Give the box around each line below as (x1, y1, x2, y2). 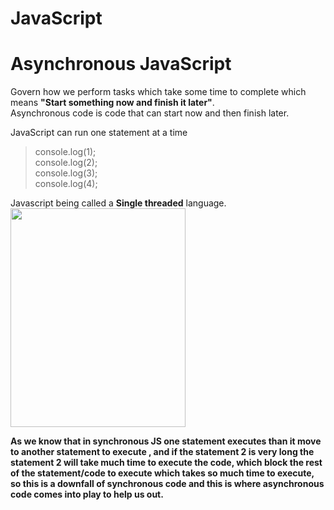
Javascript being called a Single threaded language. (10, 197, 227, 209)
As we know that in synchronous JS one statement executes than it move (10, 435, 322, 447)
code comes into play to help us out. (10, 488, 164, 501)
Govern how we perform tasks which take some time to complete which (10, 86, 307, 98)
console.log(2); (34, 157, 98, 169)
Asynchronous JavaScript (10, 53, 232, 76)
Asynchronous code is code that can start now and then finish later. (10, 107, 290, 119)
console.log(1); (34, 146, 97, 158)
